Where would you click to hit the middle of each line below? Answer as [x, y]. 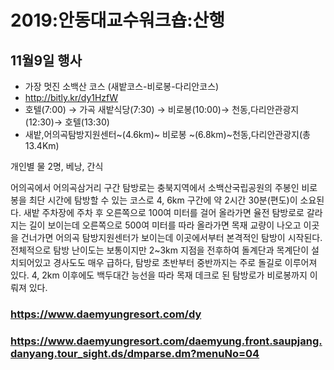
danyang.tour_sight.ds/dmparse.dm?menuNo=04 [135, 353]
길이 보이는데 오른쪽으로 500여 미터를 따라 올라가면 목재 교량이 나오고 [165, 225]
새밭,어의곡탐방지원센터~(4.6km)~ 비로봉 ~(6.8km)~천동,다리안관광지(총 [167, 134]
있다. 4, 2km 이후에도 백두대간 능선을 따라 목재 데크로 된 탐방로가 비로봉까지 [159, 275]
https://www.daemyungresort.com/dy [106, 314]
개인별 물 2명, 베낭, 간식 [57, 166]
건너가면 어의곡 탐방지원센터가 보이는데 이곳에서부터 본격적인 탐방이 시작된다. [171, 237]
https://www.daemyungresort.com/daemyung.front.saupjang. [166, 341]
